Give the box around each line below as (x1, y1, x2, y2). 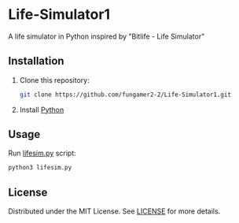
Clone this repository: (19, 75, 90, 84)
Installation (8, 54, 64, 68)
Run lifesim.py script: (8, 148, 76, 158)
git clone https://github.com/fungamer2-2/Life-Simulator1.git (19, 91, 232, 98)
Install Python (19, 105, 64, 114)
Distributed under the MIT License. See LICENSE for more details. (8, 206, 221, 216)
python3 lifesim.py (8, 164, 72, 172)
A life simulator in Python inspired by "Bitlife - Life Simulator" (8, 32, 205, 41)
